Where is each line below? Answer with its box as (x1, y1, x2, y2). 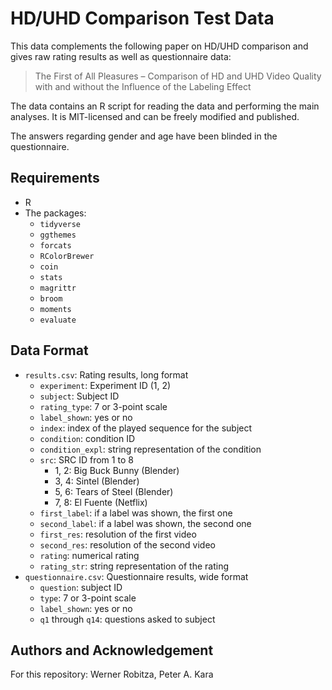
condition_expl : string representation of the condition (39, 443, 262, 455)
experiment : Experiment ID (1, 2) (39, 379, 172, 391)
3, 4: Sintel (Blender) (54, 475, 140, 487)
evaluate (39, 315, 77, 325)
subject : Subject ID (39, 390, 120, 402)
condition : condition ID (39, 432, 136, 444)
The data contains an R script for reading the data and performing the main (10, 100, 320, 112)
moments (39, 304, 72, 314)
